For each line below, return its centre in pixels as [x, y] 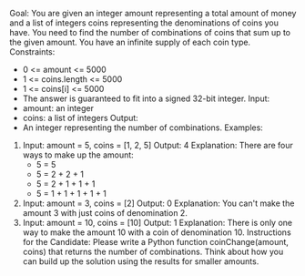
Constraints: [32, 52]
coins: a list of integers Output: [80, 118]
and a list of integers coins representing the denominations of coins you [144, 23]
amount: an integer [58, 108]
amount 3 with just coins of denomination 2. [105, 213]
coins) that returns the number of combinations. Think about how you [153, 251]
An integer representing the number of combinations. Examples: [143, 128]
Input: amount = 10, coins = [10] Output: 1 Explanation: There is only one [158, 223]
